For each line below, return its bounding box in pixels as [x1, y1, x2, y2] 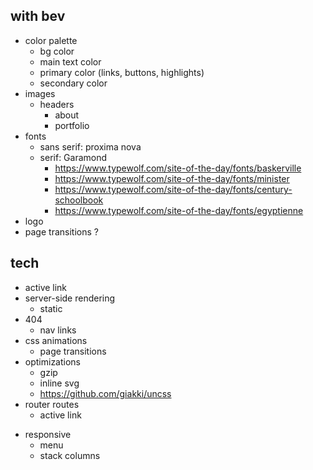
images [24, 87, 56, 99]
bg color [39, 45, 75, 57]
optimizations [24, 355, 82, 368]
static [39, 302, 63, 314]
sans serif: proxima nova [39, 140, 142, 153]
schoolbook [54, 194, 104, 206]
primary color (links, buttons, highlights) [39, 66, 205, 78]
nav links [39, 324, 77, 336]
